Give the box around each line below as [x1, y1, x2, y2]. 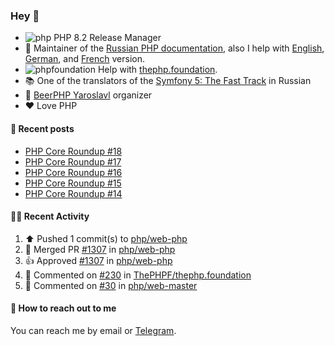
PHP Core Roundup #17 [24, 155, 122, 168]
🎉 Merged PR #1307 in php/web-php [24, 243, 176, 255]
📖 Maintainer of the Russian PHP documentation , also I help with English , [24, 42, 325, 54]
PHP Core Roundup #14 [24, 187, 123, 199]
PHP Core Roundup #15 [24, 177, 122, 189]
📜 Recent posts [10, 122, 75, 134]
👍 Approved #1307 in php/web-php [24, 254, 173, 266]
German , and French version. [24, 53, 145, 65]
